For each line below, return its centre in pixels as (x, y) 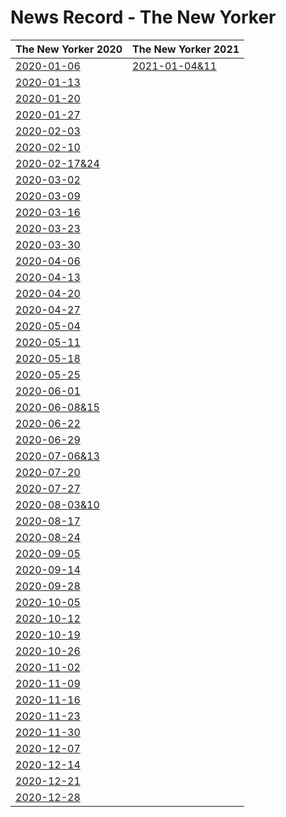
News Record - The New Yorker (143, 17)
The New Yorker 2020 (69, 49)
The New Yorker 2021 (186, 49)
